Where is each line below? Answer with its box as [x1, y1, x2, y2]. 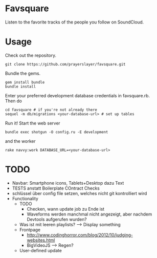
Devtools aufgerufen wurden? [26, 216, 87, 222]
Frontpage [19, 227, 41, 233]
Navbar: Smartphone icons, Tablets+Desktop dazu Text [12, 180, 124, 186]
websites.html [26, 237, 55, 243]
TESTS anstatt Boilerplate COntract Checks [12, 185, 100, 191]
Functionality [12, 195, 39, 201]
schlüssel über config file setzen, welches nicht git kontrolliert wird [12, 190, 147, 196]
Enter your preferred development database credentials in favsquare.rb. [5, 92, 150, 98]
